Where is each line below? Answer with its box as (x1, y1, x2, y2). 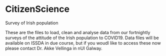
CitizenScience (5, 3, 70, 15)
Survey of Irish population (5, 20, 58, 26)
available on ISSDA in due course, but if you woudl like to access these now (5, 40, 161, 46)
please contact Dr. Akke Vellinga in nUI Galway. (5, 45, 102, 51)
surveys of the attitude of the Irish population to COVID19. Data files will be (5, 35, 159, 41)
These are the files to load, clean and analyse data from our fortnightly (5, 29, 150, 35)
